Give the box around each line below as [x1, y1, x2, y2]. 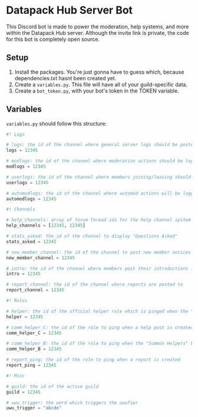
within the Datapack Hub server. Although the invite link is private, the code [6, 29, 190, 36]
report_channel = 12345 [6, 287, 65, 293]
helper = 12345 [6, 314, 44, 320]
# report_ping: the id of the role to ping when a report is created [6, 357, 181, 363]
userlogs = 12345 [6, 179, 49, 186]
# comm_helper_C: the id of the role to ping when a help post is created [6, 324, 194, 330]
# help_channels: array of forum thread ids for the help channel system [6, 217, 192, 223]
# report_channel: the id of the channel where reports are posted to [6, 281, 183, 288]
